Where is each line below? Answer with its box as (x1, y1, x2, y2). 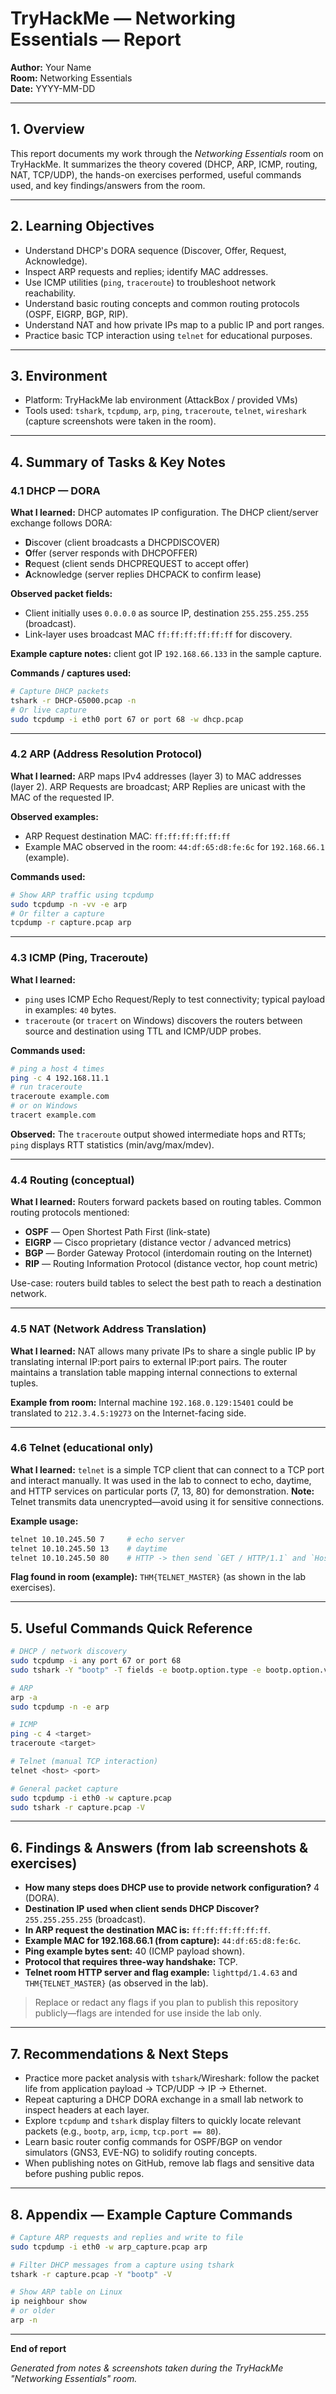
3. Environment (10, 367, 108, 384)
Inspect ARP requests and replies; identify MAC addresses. (24, 265, 269, 277)
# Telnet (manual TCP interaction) (10, 1757, 159, 1767)
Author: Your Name (10, 61, 92, 73)
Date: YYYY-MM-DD (10, 82, 96, 94)
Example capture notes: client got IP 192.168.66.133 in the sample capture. (10, 648, 322, 660)
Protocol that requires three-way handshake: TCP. (24, 1956, 238, 1968)
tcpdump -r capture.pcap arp (10, 918, 132, 928)
